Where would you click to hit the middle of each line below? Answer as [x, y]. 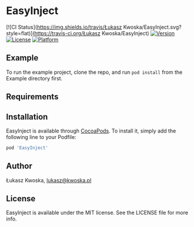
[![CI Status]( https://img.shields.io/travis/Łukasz [64, 27]
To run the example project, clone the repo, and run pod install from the [94, 72]
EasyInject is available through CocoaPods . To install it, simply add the [91, 131]
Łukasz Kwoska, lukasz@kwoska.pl [49, 180]
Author [19, 166]
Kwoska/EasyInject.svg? [152, 27]
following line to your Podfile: [41, 137]
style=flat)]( [21, 33]
